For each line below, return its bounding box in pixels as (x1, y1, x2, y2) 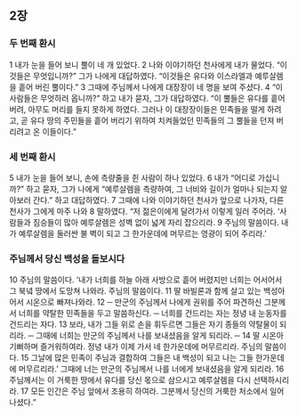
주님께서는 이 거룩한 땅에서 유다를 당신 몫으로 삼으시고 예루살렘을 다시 (9, 375, 252, 386)
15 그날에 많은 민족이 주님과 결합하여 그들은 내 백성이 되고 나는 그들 (20, 353, 254, 363)
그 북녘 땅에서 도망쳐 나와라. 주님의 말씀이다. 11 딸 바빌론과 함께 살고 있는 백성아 (9, 286, 286, 297)
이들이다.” (42, 126, 77, 136)
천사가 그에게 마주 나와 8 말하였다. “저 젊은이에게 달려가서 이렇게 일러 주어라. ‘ (9, 206, 280, 216)
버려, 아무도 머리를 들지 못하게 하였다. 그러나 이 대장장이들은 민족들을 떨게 (9, 103, 265, 114)
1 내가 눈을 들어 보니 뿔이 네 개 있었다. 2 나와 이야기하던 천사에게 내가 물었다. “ (9, 59, 280, 69)
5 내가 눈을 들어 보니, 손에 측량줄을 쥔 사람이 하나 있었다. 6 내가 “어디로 (9, 172, 256, 183)
